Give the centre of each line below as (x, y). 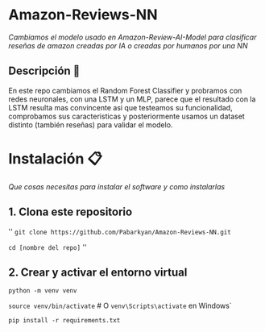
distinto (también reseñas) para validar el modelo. (91, 124)
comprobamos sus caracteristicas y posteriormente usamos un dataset (127, 116)
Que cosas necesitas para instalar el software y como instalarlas (117, 186)
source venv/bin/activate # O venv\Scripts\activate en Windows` (120, 306)
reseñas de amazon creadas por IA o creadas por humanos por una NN (128, 45)
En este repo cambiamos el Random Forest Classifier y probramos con (125, 90)
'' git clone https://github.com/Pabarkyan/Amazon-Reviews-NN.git (120, 231)
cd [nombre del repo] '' (48, 247)
